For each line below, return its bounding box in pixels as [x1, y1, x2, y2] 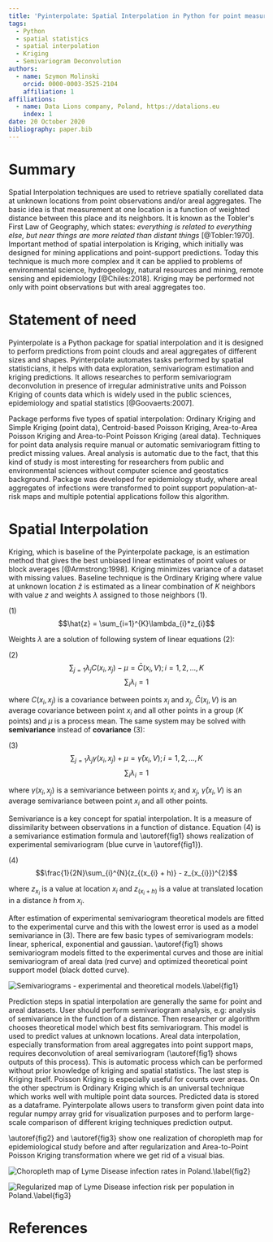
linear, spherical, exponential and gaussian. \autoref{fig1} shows [8, 939, 223, 949]
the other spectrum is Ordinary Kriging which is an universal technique [8, 1083, 245, 1092]
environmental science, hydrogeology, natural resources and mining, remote [8, 265, 264, 275]
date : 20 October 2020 [8, 118, 85, 126]
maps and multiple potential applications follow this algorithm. [22, 491, 230, 501]
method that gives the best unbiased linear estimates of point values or [8, 555, 246, 565]
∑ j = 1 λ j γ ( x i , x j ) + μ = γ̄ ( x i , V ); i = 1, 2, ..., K [70, 753, 203, 765]
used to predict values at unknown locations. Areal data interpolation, [8, 1031, 241, 1040]
